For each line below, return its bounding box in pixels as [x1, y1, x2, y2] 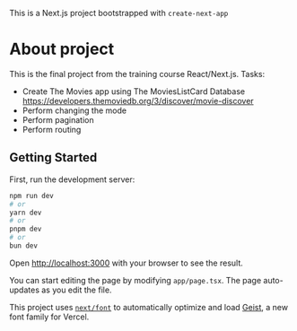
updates [9, 284, 40, 295]
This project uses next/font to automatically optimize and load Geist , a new [9, 301, 289, 312]
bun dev [9, 241, 39, 250]
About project [9, 39, 115, 59]
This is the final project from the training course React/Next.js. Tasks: [9, 68, 266, 79]
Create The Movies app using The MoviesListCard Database [22, 85, 245, 97]
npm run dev [9, 191, 54, 200]
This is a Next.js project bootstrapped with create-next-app [9, 8, 229, 18]
